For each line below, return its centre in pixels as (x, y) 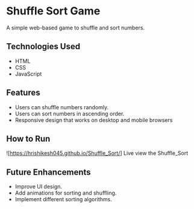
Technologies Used (43, 47)
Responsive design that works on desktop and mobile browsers (94, 120)
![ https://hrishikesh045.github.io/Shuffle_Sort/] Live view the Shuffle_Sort (97, 153)
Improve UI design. (38, 187)
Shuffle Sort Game (53, 11)
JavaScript (28, 74)
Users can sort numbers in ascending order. (70, 114)
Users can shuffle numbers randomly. (62, 107)
